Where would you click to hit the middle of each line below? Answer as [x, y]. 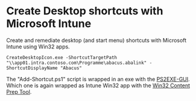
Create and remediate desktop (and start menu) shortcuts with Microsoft [96, 40]
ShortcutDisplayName [32, 68]
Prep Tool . [19, 91]
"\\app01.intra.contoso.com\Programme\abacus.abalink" [77, 63]
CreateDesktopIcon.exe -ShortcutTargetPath [62, 57]
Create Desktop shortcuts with [85, 11]
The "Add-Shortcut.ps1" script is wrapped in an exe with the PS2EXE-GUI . [98, 79]
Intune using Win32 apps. [38, 47]
